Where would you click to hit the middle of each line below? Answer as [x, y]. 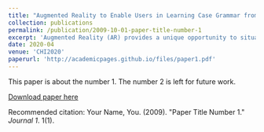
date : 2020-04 [31, 45]
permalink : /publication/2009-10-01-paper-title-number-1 [105, 30]
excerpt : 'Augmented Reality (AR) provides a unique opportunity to [123, 37]
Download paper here [43, 97]
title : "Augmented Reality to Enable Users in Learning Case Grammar [125, 15]
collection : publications [50, 23]
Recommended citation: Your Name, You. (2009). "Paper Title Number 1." [126, 112]
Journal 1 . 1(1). [31, 120]
